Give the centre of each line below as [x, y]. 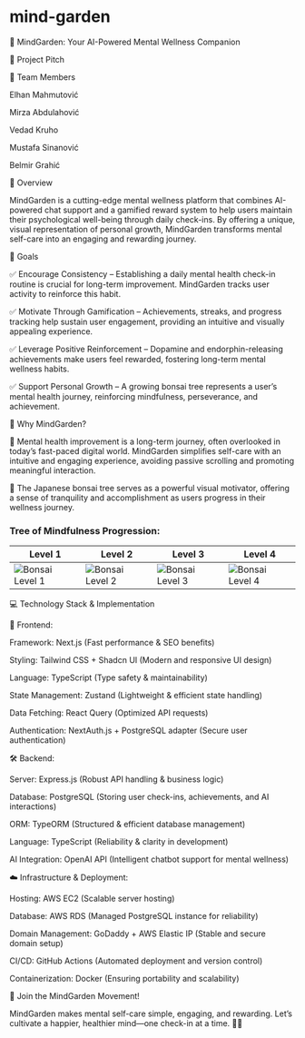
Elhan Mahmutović [44, 94]
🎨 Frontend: [31, 625]
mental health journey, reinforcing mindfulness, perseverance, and [134, 396]
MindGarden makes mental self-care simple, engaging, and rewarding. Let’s [151, 1013]
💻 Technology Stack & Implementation [82, 604]
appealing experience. [51, 331]
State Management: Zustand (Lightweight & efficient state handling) [136, 696]
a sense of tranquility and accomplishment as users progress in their [138, 498]
